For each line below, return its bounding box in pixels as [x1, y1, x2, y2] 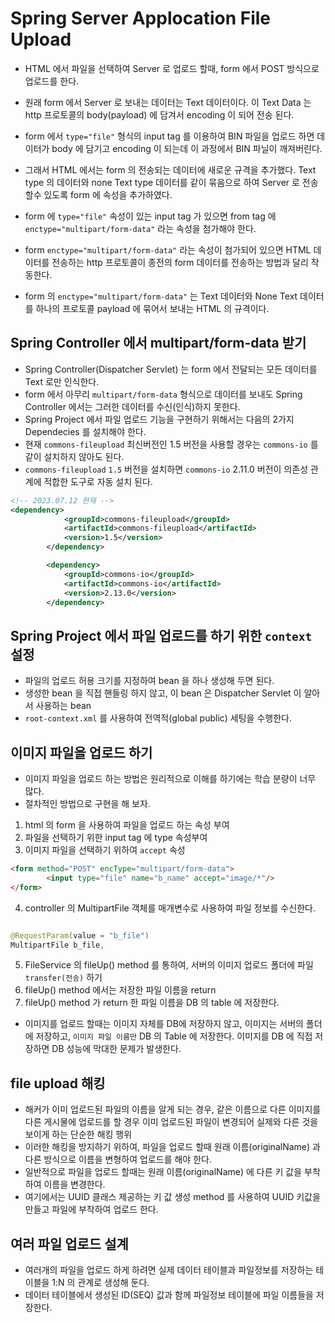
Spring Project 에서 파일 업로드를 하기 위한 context [10, 627, 313, 644]
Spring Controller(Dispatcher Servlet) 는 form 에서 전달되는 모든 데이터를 [24, 363, 318, 375]
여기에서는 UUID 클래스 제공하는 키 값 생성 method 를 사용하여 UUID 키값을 [24, 1191, 321, 1203]
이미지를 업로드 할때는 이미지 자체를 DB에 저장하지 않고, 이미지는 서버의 [24, 1018, 304, 1030]
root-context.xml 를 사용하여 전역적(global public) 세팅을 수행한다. [24, 712, 292, 724]
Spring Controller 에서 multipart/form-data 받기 [10, 335, 307, 352]
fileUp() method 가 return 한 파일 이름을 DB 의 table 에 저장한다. [24, 997, 280, 1009]
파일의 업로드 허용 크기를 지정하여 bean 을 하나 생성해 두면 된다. [24, 675, 275, 687]
